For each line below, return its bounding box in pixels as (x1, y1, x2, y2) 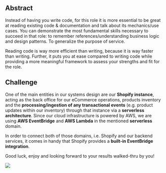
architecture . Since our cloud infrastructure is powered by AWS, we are (5, 112, 152, 118)
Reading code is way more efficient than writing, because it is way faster (5, 48, 154, 54)
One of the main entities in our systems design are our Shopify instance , (5, 91, 155, 97)
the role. (5, 64, 22, 70)
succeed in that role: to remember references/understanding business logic (5, 33, 160, 39)
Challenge (5, 78, 38, 86)
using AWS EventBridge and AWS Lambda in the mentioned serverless (5, 118, 153, 124)
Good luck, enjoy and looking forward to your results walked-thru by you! (5, 153, 155, 159)
